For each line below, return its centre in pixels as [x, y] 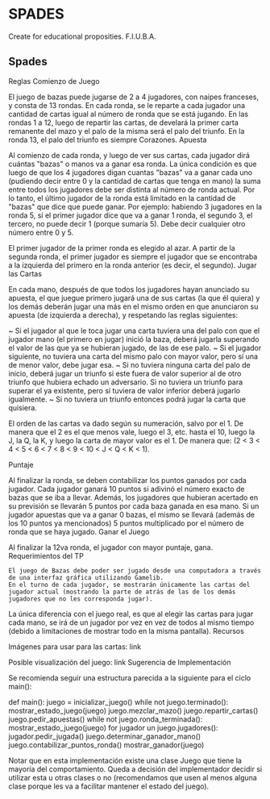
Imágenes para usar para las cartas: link [75, 647]
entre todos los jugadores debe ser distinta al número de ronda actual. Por [132, 189]
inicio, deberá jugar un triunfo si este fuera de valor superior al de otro [125, 373]
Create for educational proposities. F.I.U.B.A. [82, 36]
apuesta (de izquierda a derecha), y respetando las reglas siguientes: [123, 314]
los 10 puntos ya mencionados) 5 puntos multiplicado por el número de [126, 523]
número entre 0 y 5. [41, 232]
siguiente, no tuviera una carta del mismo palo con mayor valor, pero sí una [133, 356]
